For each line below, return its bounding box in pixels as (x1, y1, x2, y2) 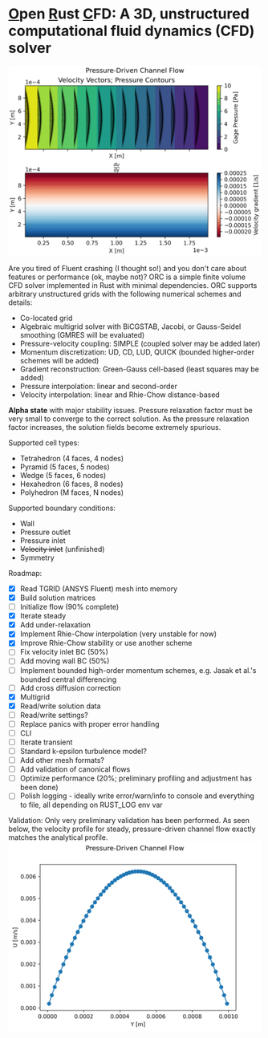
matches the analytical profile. (8, 833, 108, 842)
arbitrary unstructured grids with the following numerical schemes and (8, 289, 242, 298)
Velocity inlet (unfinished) (19, 544, 105, 553)
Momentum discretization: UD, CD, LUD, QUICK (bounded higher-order (19, 347, 255, 357)
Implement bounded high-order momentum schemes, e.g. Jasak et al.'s (19, 665, 257, 675)
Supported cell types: (8, 438, 80, 448)
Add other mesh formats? (19, 756, 104, 765)
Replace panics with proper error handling (19, 719, 160, 728)
